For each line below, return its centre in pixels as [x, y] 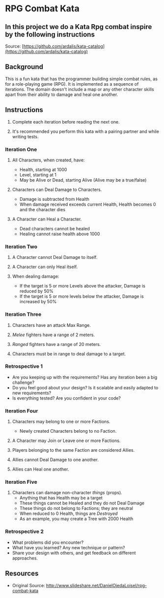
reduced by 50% [37, 291]
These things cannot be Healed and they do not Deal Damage [82, 503]
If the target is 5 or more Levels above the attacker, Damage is [82, 286]
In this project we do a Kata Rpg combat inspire [79, 27]
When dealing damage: [36, 277]
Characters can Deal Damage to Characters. [57, 189]
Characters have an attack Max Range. [51, 325]
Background [24, 67]
